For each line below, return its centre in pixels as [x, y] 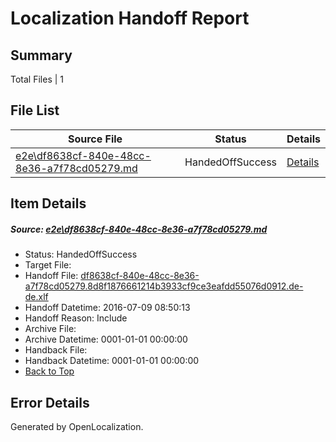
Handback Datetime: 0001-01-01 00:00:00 [112, 361]
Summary [41, 55]
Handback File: [56, 350]
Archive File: [50, 329]
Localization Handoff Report [130, 18]
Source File [95, 139]
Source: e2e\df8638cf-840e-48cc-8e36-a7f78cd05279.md [139, 229]
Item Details [48, 203]
